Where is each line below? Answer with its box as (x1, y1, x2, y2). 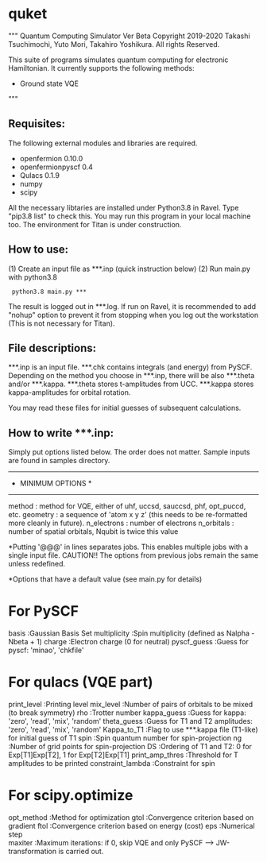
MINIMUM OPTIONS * (19, 478, 92, 489)
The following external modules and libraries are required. (8, 138, 198, 148)
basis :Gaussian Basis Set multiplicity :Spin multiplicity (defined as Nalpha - (8, 628, 255, 638)
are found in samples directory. (8, 456, 110, 466)
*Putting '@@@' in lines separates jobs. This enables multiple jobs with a (8, 542, 249, 552)
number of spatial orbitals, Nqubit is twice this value (8, 527, 179, 536)
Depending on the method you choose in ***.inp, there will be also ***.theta (8, 371, 255, 381)
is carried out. (58, 847, 104, 856)
